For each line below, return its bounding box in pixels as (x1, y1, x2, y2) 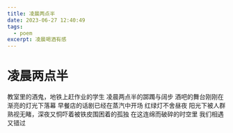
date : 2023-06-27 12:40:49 (7, 17, 86, 24)
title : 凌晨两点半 (7, 10, 56, 17)
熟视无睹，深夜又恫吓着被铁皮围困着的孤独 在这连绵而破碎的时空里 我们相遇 (7, 110, 224, 118)
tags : (7, 23, 23, 30)
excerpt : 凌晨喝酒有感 (7, 36, 67, 43)
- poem (13, 29, 33, 37)
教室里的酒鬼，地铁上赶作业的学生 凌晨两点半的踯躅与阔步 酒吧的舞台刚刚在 (7, 93, 224, 101)
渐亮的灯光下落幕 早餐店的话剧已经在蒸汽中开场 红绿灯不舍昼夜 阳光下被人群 (7, 102, 226, 110)
